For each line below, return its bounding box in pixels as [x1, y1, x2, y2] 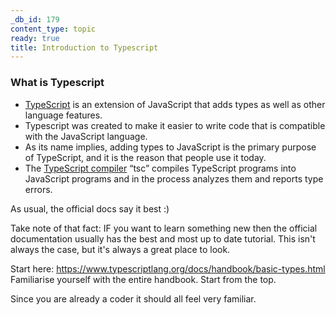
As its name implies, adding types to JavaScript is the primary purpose [24, 141, 317, 153]
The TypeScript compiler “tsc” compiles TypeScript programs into [24, 162, 297, 174]
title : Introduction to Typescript [10, 42, 159, 53]
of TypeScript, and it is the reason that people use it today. [24, 151, 267, 163]
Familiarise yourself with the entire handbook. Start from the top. [10, 273, 277, 285]
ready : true [10, 33, 60, 43]
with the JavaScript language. [24, 130, 148, 142]
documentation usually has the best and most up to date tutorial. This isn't [10, 232, 316, 245]
